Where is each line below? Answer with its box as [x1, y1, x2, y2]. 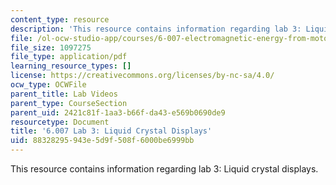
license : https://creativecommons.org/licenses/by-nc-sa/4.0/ [10, 71, 275, 81]
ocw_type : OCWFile [10, 80, 87, 90]
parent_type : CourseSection [10, 98, 128, 108]
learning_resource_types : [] [10, 61, 132, 71]
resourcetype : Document [10, 117, 110, 127]
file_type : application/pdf [10, 52, 128, 62]
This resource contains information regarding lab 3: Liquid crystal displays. [10, 163, 319, 175]
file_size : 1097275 [10, 42, 92, 53]
